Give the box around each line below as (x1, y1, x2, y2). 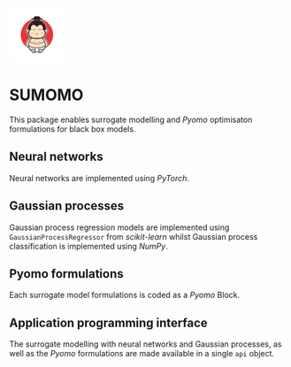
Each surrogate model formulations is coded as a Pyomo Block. (9, 290, 241, 301)
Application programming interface (9, 315, 208, 330)
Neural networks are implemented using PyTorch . (9, 172, 190, 183)
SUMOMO (9, 85, 84, 105)
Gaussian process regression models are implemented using (9, 222, 230, 233)
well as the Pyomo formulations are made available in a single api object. (9, 348, 275, 359)
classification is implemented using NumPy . (9, 241, 168, 251)
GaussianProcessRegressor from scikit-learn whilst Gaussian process (9, 231, 258, 241)
